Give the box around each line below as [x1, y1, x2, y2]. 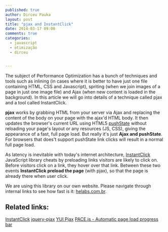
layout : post [5, 17, 33, 22]
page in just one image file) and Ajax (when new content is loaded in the [5, 89, 156, 95]
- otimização [10, 45, 37, 50]
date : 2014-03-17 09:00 [5, 26, 56, 31]
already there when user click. [5, 173, 68, 179]
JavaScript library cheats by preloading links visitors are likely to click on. [5, 157, 158, 163]
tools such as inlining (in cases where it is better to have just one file [5, 78, 148, 84]
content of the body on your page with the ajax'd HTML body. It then [5, 114, 148, 121]
